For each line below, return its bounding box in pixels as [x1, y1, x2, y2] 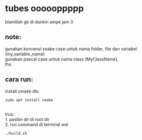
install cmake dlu [5, 88, 39, 94]
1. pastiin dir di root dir [5, 116, 50, 122]
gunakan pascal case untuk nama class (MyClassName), [5, 56, 119, 62]
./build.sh [5, 131, 27, 136]
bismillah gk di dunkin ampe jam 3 [5, 19, 73, 25]
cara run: [5, 76, 33, 84]
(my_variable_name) [5, 51, 45, 57]
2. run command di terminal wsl [5, 122, 69, 127]
